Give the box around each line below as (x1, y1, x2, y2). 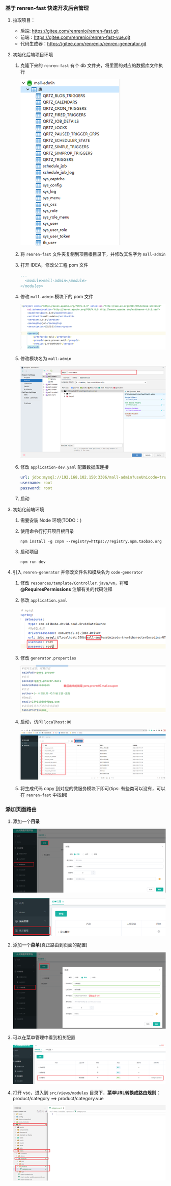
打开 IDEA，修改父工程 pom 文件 (20, 262, 89, 268)
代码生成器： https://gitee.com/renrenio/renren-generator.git (20, 41, 147, 47)
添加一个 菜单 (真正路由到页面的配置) (12, 942, 88, 948)
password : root (20, 485, 52, 491)
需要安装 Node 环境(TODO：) (20, 517, 82, 523)
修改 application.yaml (20, 597, 68, 603)
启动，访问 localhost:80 (20, 719, 72, 725)
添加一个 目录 (12, 818, 40, 824)
